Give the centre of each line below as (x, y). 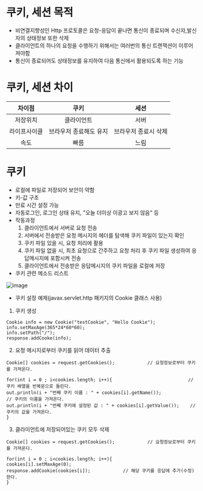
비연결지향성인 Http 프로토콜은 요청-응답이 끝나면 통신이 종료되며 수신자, (101, 30)
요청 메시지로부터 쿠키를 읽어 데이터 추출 (63, 350)
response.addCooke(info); (39, 338)
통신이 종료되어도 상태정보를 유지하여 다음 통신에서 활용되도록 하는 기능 (99, 61)
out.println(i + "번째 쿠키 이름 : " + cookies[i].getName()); (84, 392)
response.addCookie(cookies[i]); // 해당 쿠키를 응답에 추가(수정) (101, 470)
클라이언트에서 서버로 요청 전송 (61, 227)
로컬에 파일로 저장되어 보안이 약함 (55, 190)
